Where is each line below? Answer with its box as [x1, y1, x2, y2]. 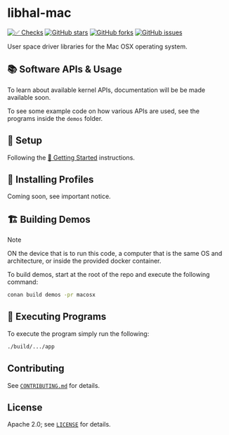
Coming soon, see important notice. [7, 192, 111, 201]
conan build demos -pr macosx [7, 292, 96, 299]
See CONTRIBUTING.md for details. [7, 381, 100, 389]
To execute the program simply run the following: [7, 329, 150, 338]
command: [7, 278, 39, 286]
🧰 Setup [7, 135, 43, 147]
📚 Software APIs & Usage [7, 63, 122, 75]
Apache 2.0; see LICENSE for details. [7, 420, 111, 429]
